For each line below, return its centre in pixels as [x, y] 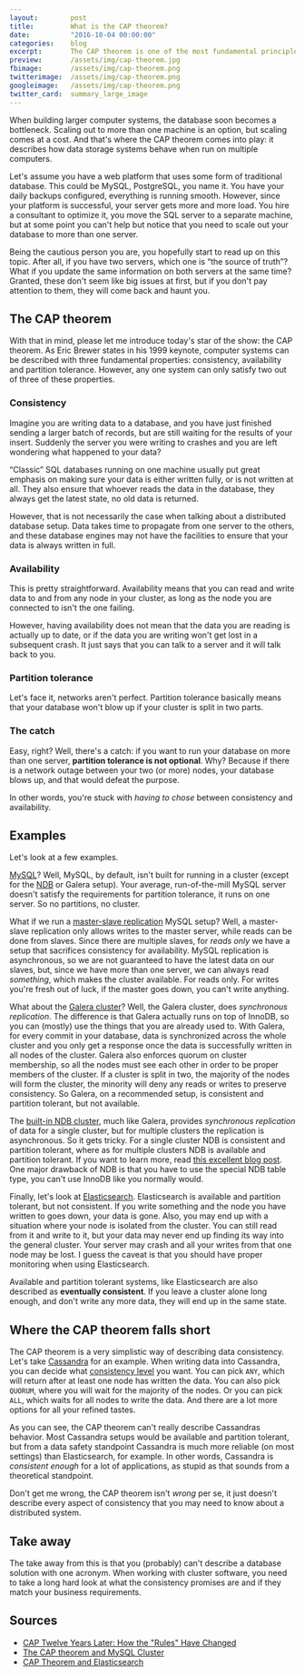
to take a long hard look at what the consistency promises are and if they [145, 1582]
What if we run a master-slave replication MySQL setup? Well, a [128, 922]
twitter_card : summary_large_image [79, 94]
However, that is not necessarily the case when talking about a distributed [148, 516]
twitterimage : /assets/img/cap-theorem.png [95, 77]
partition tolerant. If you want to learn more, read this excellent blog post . [146, 1159]
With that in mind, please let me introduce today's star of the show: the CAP [151, 341]
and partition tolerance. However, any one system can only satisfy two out [148, 370]
